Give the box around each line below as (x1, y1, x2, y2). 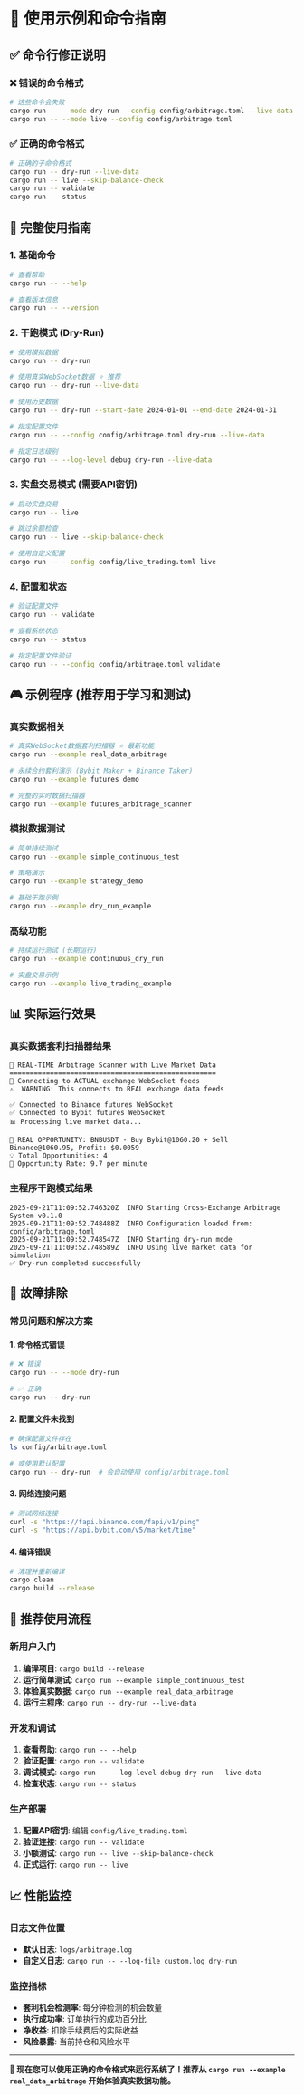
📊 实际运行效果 (9, 1006, 97, 1022)
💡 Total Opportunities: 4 (9, 1151, 108, 1160)
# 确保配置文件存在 (9, 1434, 72, 1443)
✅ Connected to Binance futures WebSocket (9, 1100, 174, 1110)
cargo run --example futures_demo (9, 774, 140, 783)
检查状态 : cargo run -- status (22, 1778, 137, 1789)
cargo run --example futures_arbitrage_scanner (9, 799, 193, 809)
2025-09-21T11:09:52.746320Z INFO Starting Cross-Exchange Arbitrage (9, 1203, 281, 1212)
